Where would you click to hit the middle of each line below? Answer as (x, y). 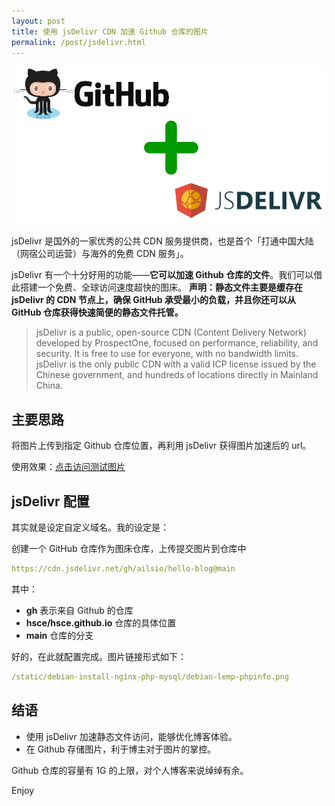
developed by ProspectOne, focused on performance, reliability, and (177, 343)
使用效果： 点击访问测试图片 (68, 467)
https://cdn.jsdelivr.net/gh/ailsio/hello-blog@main (123, 569)
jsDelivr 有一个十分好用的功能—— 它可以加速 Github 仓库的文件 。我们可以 (162, 275)
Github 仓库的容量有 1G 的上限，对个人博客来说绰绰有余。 (130, 770)
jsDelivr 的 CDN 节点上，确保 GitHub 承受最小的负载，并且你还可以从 (153, 300)
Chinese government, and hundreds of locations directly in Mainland (177, 375)
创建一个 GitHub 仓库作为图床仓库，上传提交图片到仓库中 (129, 548)
